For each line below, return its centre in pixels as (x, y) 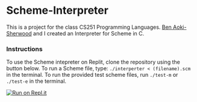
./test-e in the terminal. (36, 81)
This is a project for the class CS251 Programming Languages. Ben (89, 27)
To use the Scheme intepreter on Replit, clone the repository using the (93, 62)
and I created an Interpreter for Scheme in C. (89, 33)
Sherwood (19, 33)
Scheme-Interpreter (57, 10)
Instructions (25, 49)
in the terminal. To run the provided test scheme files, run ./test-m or (92, 75)
